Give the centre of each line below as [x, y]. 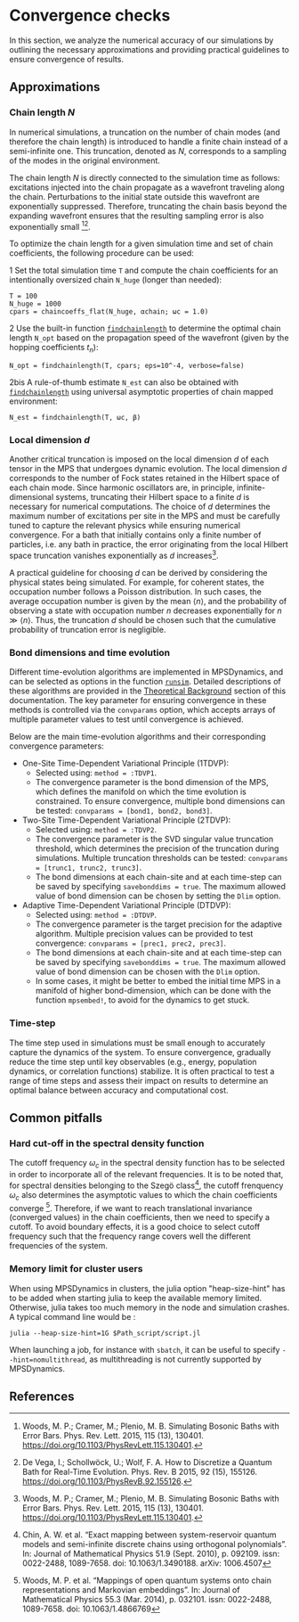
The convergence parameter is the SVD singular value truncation [154, 840]
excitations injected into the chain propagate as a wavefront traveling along [147, 187]
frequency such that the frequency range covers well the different [130, 1236]
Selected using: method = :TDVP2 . [96, 830]
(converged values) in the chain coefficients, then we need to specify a [139, 1217]
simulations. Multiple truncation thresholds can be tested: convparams [162, 858]
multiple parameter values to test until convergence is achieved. [126, 719]
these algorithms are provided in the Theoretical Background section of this [148, 691]
